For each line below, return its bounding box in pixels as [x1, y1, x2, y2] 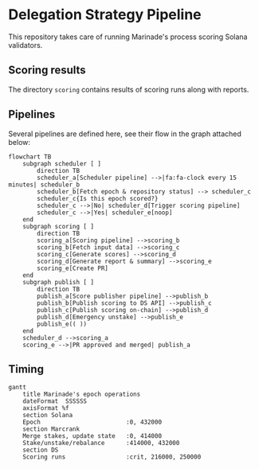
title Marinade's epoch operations [22, 390, 141, 399]
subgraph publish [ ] [22, 278, 94, 286]
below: [8, 137, 30, 147]
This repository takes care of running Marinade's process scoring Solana [8, 32, 248, 41]
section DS [22, 446, 59, 455]
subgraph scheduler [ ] [22, 159, 102, 168]
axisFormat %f [22, 405, 69, 412]
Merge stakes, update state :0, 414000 [22, 432, 162, 440]
